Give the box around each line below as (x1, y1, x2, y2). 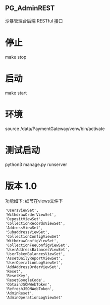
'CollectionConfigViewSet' (5, 234, 61, 239)
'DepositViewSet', (5, 216, 43, 221)
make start (5, 90, 27, 96)
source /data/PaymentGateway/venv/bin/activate (5, 126, 105, 132)
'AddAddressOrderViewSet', (5, 264, 61, 270)
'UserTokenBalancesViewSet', (5, 251, 65, 256)
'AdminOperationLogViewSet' (5, 295, 63, 300)
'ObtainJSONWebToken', (5, 282, 52, 287)
